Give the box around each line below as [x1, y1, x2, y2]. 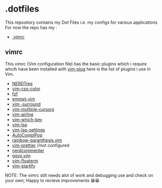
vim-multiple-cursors [12, 106, 55, 112]
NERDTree [12, 80, 33, 86]
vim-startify [12, 163, 36, 169]
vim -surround [12, 101, 41, 107]
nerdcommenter [12, 147, 44, 153]
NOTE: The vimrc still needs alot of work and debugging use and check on [5, 172, 153, 178]
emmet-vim [12, 96, 35, 102]
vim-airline [12, 111, 34, 117]
